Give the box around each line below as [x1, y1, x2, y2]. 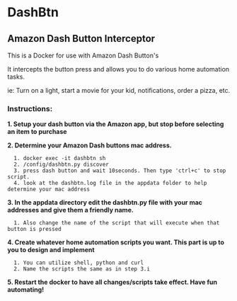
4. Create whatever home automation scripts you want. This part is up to [7, 238, 225, 246]
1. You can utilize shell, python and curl [13, 259, 144, 266]
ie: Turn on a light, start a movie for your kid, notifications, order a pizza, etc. [7, 86, 231, 94]
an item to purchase [7, 127, 67, 136]
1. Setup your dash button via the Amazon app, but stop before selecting [7, 120, 224, 128]
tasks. [7, 72, 25, 81]
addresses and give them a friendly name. [7, 206, 134, 215]
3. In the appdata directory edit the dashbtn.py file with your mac [7, 198, 203, 207]
